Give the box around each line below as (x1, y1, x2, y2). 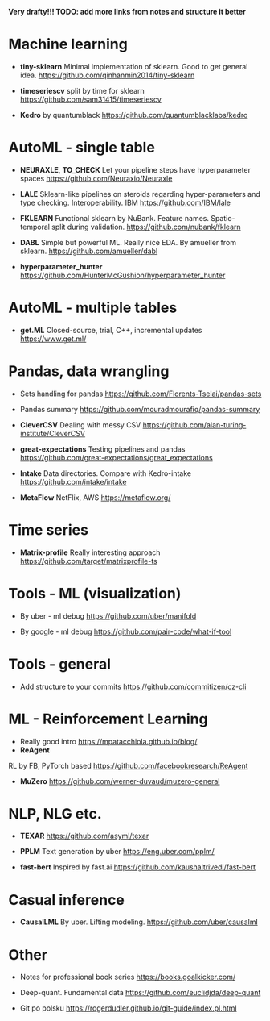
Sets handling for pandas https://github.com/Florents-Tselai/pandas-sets (19, 389, 262, 398)
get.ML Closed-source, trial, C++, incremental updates (19, 325, 202, 335)
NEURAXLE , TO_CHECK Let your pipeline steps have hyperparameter (19, 165, 252, 174)
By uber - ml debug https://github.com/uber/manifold (19, 611, 197, 620)
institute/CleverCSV (19, 428, 86, 438)
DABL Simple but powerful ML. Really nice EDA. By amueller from (19, 237, 237, 247)
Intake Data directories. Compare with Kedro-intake (19, 468, 191, 478)
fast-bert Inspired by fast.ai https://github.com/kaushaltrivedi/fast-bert (19, 862, 256, 872)
